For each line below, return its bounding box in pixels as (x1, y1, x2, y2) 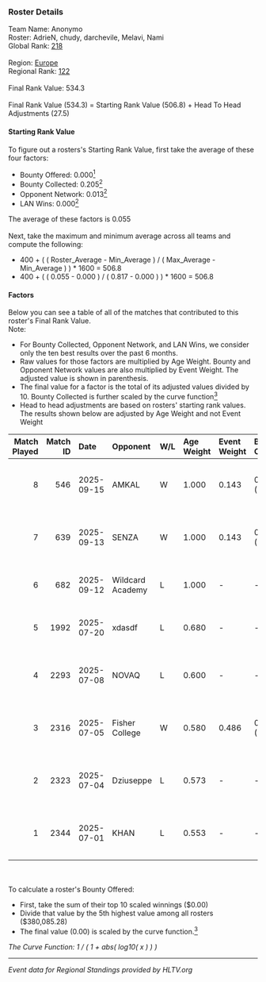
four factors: (8, 153, 49, 163)
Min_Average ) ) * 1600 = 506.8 (19, 264, 122, 273)
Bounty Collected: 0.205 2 (19, 178, 103, 189)
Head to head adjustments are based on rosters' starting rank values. (19, 400, 246, 410)
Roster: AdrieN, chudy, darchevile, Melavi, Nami (8, 33, 165, 42)
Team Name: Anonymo (8, 25, 83, 34)
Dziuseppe (112, 775, 153, 786)
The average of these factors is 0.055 (8, 214, 131, 224)
